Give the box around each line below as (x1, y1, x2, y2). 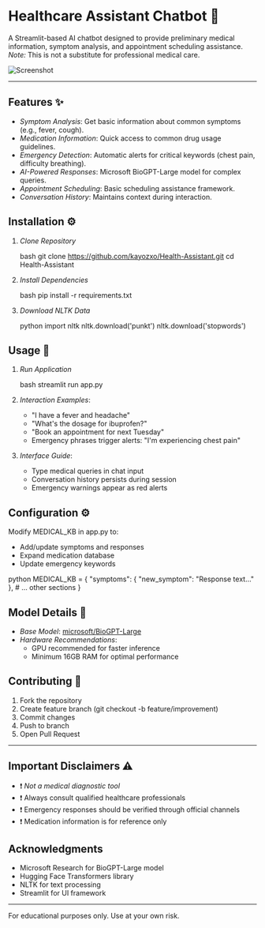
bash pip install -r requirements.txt (19, 290, 132, 299)
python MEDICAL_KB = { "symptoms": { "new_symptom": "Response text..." (8, 574, 255, 584)
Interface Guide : (19, 451, 73, 460)
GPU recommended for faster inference (31, 644, 160, 652)
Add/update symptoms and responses (19, 543, 144, 552)
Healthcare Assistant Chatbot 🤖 (8, 7, 219, 25)
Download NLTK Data (19, 306, 91, 315)
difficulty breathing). (19, 158, 87, 168)
